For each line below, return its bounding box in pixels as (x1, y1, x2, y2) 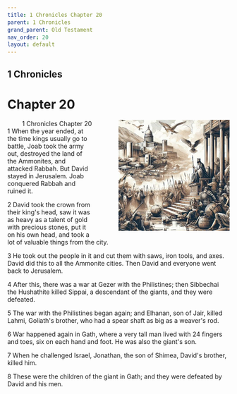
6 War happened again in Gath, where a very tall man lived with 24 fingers (7, 330, 223, 338)
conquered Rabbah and (7, 180, 76, 188)
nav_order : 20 (7, 34, 49, 41)
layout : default (7, 41, 55, 49)
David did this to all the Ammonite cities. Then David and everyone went (7, 259, 217, 268)
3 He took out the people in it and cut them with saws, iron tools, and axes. (7, 252, 224, 260)
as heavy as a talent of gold (7, 216, 88, 224)
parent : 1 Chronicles (7, 18, 71, 26)
